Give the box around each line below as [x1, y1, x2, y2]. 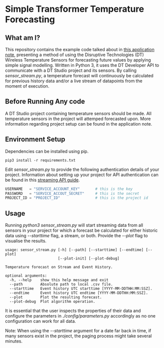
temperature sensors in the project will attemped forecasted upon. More [5, 116, 151, 122]
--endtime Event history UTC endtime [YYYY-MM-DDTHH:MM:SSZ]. [9, 290, 148, 296]
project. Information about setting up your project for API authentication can [5, 171, 159, 178]
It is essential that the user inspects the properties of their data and [5, 308, 141, 314]
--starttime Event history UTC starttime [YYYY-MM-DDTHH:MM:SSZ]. [9, 286, 153, 291]
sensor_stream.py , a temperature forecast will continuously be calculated [5, 73, 154, 78]
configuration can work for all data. [5, 318, 76, 324]
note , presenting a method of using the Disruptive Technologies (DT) [5, 52, 144, 58]
